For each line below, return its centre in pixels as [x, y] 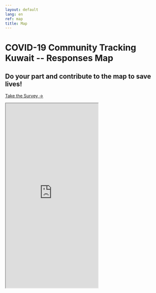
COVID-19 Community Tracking [71, 48]
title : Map [16, 23]
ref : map [14, 19]
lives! [14, 84]
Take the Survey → [24, 96]
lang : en [14, 14]
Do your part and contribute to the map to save [78, 76]
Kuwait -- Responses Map [59, 58]
